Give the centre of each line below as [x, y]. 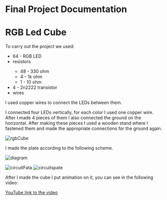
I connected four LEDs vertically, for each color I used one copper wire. [79, 113]
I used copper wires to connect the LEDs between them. [64, 103]
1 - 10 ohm [31, 82]
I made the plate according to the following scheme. [59, 148]
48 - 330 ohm [35, 71]
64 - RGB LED [27, 56]
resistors [22, 62]
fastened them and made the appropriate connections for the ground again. [84, 129]
